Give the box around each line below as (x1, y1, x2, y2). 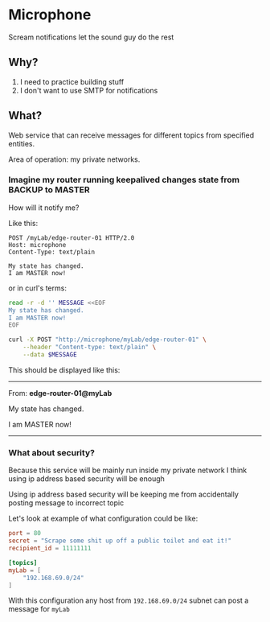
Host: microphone (8, 241, 67, 249)
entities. (8, 138, 35, 148)
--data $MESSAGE (22, 351, 78, 359)
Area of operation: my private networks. (8, 154, 141, 164)
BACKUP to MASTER (8, 184, 90, 196)
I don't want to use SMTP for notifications (19, 85, 158, 95)
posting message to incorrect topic (8, 498, 125, 508)
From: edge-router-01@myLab (8, 388, 112, 398)
